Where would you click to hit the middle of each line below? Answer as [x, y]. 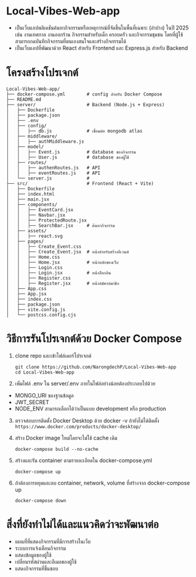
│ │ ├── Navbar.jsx [36, 215]
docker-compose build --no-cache [57, 449]
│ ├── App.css [26, 288]
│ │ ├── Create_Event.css [44, 246]
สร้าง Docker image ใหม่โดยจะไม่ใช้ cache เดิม [66, 438]
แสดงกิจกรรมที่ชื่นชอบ [37, 568]
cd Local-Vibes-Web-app [45, 372]
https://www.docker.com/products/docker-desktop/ [78, 427]
